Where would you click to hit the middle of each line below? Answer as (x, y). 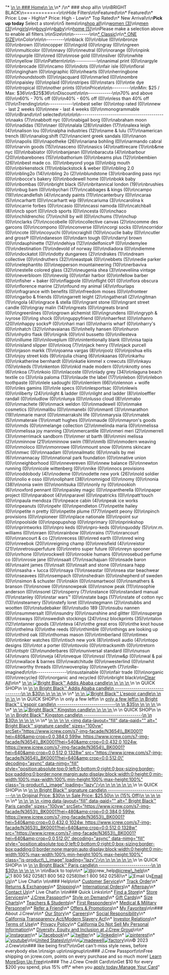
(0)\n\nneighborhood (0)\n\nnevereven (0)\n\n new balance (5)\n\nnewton (82, 463)
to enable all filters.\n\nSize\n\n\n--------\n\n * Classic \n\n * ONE (71, 34)
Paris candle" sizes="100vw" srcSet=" (45, 806)
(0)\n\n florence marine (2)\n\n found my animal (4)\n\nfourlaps (70, 286)
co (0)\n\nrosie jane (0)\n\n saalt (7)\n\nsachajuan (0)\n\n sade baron (76, 559)
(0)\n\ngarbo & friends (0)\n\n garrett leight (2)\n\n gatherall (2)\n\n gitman (81, 297)
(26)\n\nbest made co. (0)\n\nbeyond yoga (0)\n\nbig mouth (68, 163)
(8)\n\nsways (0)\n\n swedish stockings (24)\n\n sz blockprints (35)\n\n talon (83, 618)
